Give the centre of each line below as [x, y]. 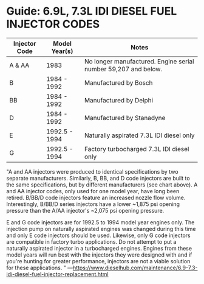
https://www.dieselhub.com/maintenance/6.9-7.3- [135, 268]
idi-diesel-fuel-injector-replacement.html [57, 274]
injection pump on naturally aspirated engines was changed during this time [101, 229]
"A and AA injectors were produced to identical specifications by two [92, 171]
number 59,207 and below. [123, 69]
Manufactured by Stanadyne [125, 118]
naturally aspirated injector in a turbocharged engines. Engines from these [99, 248]
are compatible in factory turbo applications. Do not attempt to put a [91, 241]
